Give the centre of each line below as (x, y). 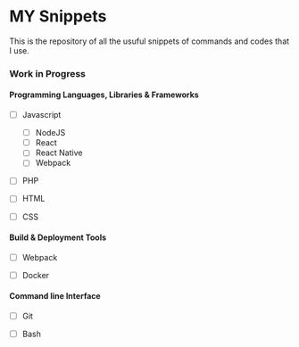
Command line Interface (55, 296)
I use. (19, 50)
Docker (36, 275)
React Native (59, 153)
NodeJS (50, 133)
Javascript (42, 115)
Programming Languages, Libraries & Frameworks (104, 95)
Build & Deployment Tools (58, 237)
